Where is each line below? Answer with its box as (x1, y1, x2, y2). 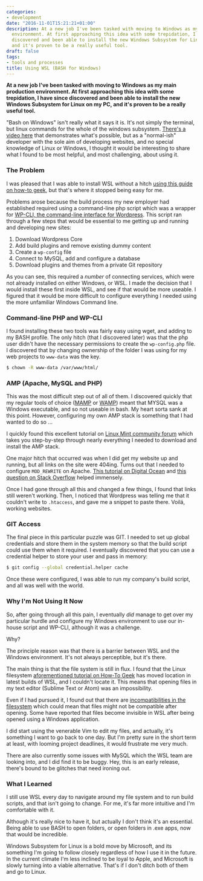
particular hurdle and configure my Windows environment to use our (6, 617, 177, 624)
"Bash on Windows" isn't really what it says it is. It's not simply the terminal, (6, 119, 195, 126)
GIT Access (6, 520, 41, 529)
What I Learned (6, 779, 53, 788)
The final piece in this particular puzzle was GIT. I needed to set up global (6, 534, 190, 541)
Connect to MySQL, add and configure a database (14, 254, 141, 262)
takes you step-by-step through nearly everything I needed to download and (6, 436, 197, 444)
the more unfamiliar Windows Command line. (6, 299, 118, 306)
